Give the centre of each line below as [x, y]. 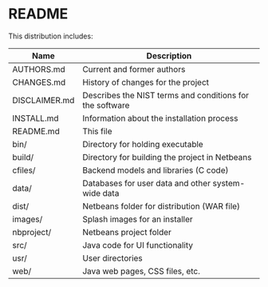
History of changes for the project [146, 82]
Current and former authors [134, 69]
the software [106, 105]
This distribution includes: [51, 36]
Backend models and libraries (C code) [156, 170]
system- [229, 183]
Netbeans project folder [127, 232]
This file [98, 131]
